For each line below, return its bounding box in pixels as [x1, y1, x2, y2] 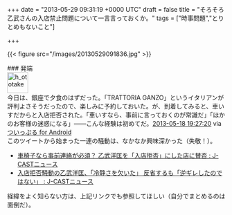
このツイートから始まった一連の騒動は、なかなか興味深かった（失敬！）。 [7, 137, 217, 144]
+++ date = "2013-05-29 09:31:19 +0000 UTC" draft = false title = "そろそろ [7, 6, 224, 13]
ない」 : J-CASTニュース [23, 178, 93, 185]
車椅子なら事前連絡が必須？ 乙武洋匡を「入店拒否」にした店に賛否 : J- [17, 151, 220, 160]
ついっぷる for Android [7, 128, 72, 136]
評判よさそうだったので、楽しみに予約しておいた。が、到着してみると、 [7, 102, 213, 110]
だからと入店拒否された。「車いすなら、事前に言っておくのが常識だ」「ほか [12, 111, 225, 119]
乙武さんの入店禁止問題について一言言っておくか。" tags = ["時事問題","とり [7, 14, 224, 22]
